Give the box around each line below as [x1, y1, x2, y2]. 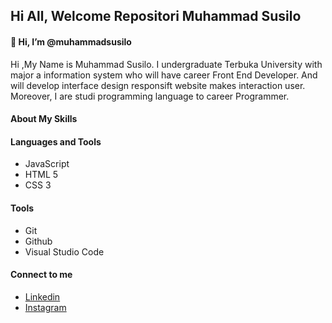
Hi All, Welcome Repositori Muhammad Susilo [10, 8, 302, 25]
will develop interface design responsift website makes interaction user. [10, 79, 306, 91]
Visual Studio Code [24, 245, 105, 258]
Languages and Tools [10, 135, 102, 148]
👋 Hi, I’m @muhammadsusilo [10, 35, 132, 48]
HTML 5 [24, 169, 59, 181]
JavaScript [24, 158, 70, 170]
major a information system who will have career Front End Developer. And [10, 69, 318, 81]
